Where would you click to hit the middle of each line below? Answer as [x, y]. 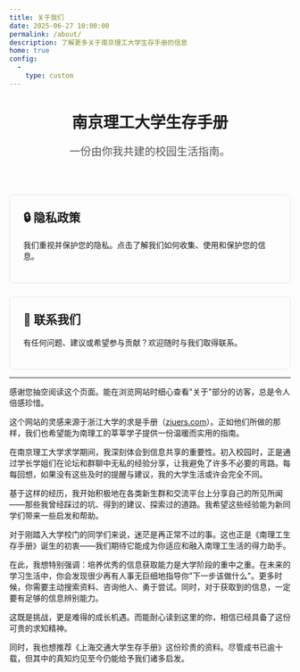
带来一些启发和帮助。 [64, 515]
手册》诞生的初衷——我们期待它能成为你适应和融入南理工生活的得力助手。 [154, 545]
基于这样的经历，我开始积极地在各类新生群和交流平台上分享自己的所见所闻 [146, 493]
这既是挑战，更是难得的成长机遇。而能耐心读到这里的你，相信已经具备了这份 [150, 617]
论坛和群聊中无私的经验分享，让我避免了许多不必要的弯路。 [173, 463]
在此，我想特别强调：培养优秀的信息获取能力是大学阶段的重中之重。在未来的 [150, 564]
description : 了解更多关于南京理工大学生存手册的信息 [99, 42]
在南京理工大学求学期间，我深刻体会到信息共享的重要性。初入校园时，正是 [146, 452]
